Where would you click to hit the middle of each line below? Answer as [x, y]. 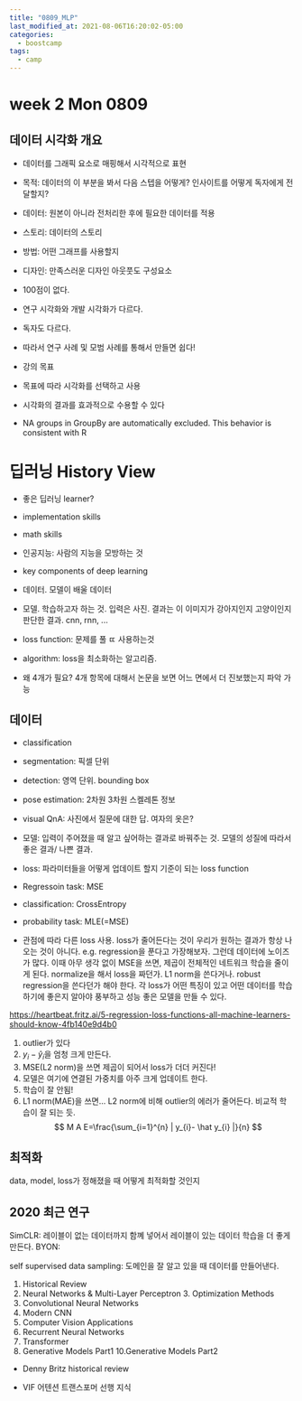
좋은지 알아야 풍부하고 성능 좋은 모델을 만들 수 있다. [137, 996]
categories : [32, 34]
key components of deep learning [85, 571]
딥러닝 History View [82, 472]
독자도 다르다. [47, 328]
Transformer [46, 1341]
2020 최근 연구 [50, 1212]
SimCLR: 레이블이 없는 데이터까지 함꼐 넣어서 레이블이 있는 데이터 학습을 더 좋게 [150, 1236]
